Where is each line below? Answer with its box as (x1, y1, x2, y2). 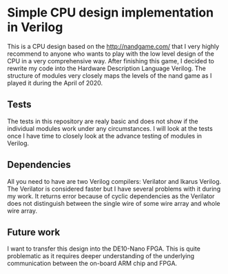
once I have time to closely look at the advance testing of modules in (7, 131, 202, 140)
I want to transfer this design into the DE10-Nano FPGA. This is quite (7, 244, 201, 253)
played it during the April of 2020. (7, 78, 103, 87)
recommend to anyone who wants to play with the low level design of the (7, 50, 215, 58)
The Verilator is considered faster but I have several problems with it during (7, 185, 221, 193)
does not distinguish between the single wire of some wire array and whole (7, 199, 220, 207)
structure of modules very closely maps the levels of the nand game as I (7, 71, 212, 80)
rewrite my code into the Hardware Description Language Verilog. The (7, 64, 207, 72)
